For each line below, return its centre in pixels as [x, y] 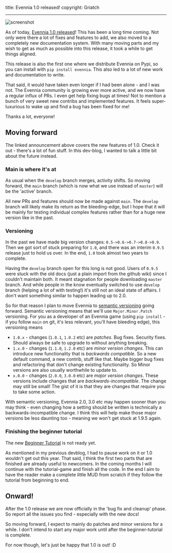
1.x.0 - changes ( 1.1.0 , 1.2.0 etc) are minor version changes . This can [88, 348]
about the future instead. [31, 156]
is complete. [18, 535]
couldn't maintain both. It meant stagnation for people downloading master [84, 279]
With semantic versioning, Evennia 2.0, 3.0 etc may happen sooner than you [85, 402]
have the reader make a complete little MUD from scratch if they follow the [84, 474]
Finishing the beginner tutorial [44, 432]
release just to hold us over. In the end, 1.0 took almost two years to [77, 253]
